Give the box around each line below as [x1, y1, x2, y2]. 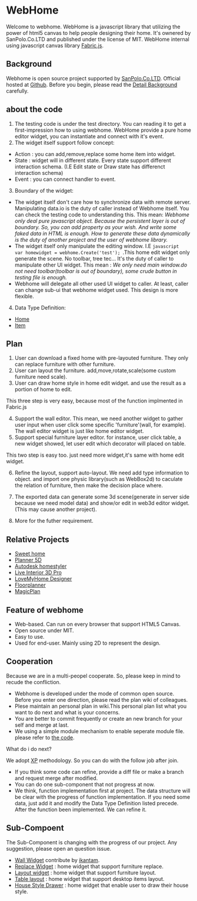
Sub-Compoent [6, 823, 64, 833]
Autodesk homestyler [14, 562, 67, 570]
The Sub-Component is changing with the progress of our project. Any [6, 838, 178, 845]
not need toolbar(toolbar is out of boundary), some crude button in [14, 267, 178, 275]
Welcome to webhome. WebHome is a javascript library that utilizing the [6, 23, 181, 30]
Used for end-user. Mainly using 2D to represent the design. [14, 639, 161, 646]
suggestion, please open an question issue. [6, 845, 112, 852]
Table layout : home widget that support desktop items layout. [14, 875, 165, 882]
